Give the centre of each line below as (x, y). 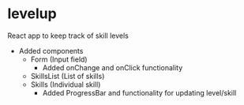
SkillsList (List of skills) (68, 76)
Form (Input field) (59, 59)
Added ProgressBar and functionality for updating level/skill (139, 92)
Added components (51, 51)
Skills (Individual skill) (66, 84)
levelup (32, 14)
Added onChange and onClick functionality (113, 67)
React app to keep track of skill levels (68, 36)
